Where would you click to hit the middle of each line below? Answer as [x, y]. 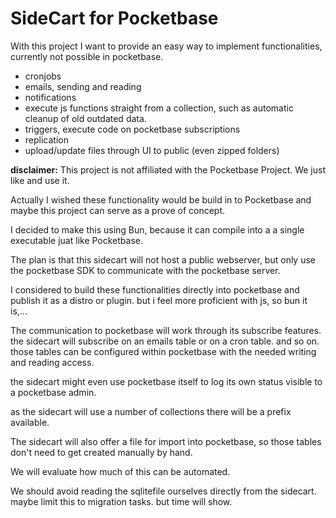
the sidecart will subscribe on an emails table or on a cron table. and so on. [165, 341]
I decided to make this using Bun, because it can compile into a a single [157, 229]
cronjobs [43, 76]
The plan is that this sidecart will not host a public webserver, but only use [163, 259]
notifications [50, 97]
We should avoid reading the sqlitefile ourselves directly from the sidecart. [163, 491]
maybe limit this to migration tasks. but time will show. [121, 501]
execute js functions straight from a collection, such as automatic [159, 108]
